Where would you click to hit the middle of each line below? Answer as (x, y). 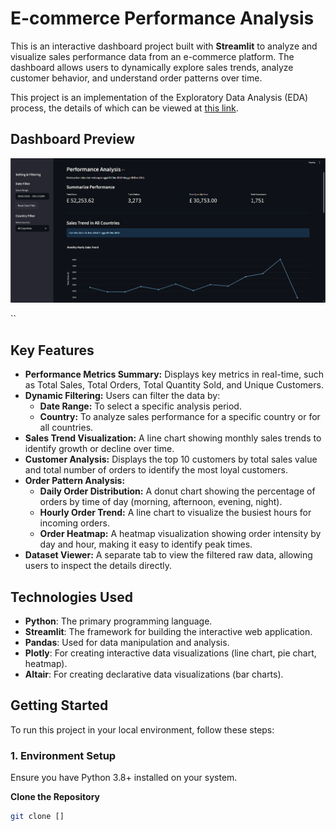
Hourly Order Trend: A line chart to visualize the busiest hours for (175, 513)
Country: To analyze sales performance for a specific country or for (180, 417)
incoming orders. (74, 523)
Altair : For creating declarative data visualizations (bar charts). (154, 674)
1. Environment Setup (63, 755)
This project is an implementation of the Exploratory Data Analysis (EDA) (159, 97)
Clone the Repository (55, 797)
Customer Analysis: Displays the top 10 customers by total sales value (171, 459)
